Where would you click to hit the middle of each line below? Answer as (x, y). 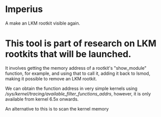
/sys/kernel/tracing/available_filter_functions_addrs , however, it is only (78, 93)
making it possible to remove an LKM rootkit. (51, 78)
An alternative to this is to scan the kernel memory (57, 108)
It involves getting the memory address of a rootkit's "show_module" (76, 68)
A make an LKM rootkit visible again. (43, 23)
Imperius (24, 9)
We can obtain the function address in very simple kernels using (71, 88)
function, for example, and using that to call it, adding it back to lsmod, (78, 73)
